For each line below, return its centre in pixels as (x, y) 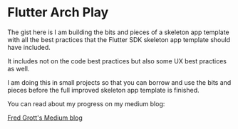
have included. (29, 47)
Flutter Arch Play (58, 12)
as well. (19, 68)
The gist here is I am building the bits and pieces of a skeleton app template (118, 32)
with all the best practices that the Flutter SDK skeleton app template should (119, 39)
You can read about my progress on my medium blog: (86, 103)
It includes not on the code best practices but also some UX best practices (117, 61)
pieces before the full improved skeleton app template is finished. (103, 90)
